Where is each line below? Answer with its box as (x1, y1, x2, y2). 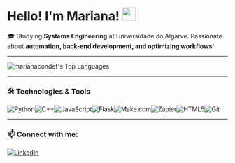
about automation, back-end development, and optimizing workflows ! (7, 42, 215, 50)
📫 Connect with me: (7, 129, 78, 139)
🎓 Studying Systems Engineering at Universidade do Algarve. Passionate (7, 31, 222, 40)
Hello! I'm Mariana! (7, 8, 120, 24)
